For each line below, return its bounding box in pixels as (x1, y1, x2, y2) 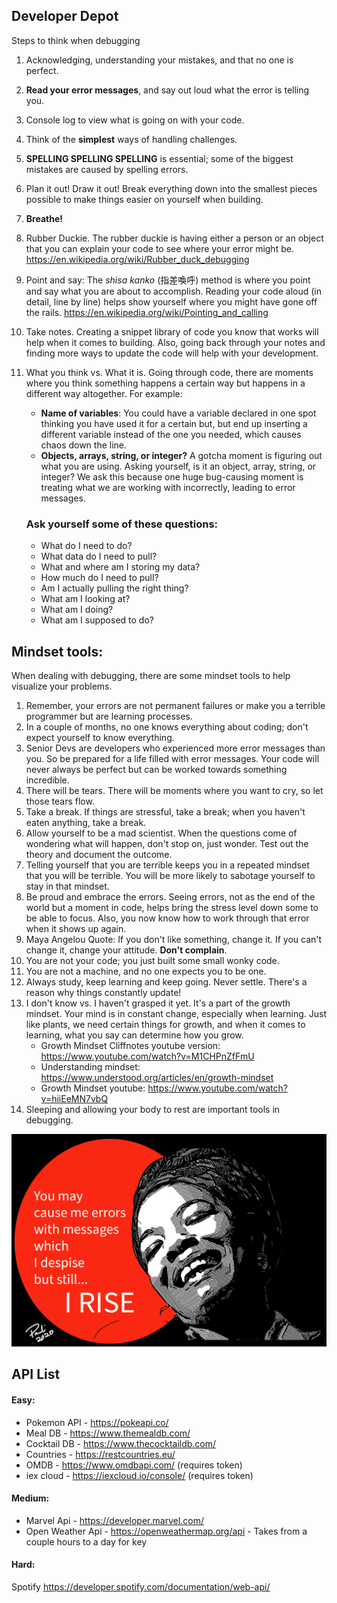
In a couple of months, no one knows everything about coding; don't (25, 720, 309, 733)
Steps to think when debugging (11, 34, 141, 46)
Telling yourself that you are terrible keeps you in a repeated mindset (25, 859, 310, 871)
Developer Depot (11, 8, 119, 25)
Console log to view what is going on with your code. (25, 114, 245, 126)
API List (11, 1366, 61, 1383)
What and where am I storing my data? (40, 561, 201, 573)
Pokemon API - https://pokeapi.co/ (25, 1416, 169, 1428)
